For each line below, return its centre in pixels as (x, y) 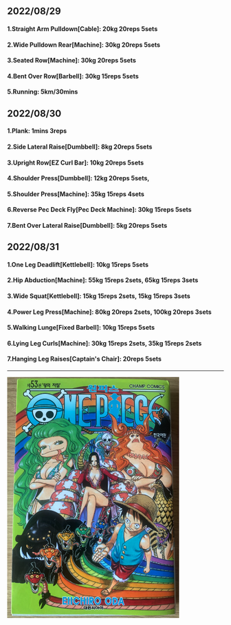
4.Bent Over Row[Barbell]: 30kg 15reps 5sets (73, 76)
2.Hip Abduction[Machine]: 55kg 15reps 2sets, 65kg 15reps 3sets (103, 280)
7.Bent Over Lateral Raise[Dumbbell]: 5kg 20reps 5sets (87, 225)
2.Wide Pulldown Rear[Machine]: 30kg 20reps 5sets (84, 45)
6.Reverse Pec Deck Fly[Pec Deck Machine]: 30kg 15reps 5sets (99, 210)
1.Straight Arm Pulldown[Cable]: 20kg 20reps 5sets (82, 29)
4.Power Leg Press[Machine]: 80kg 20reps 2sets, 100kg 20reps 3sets (109, 312)
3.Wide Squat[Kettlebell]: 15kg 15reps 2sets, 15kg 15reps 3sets (99, 296)
